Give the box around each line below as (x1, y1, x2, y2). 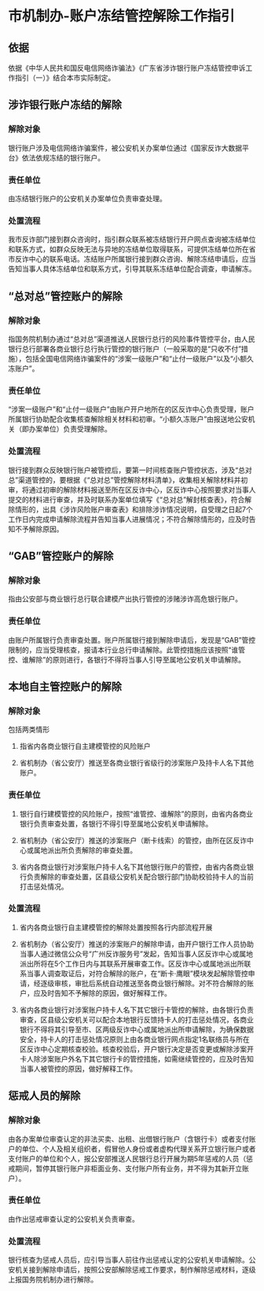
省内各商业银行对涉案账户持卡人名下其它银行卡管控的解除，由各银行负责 (19, 1005, 254, 1014)
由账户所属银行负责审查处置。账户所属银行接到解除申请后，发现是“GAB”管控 (8, 635, 256, 644)
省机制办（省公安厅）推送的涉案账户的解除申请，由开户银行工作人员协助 (19, 939, 254, 948)
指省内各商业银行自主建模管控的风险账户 (19, 742, 151, 751)
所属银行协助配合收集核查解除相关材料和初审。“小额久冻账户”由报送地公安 (8, 414, 249, 424)
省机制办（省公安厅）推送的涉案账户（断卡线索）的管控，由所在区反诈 (19, 835, 247, 845)
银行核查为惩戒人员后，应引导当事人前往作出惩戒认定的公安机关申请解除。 (8, 1255, 249, 1265)
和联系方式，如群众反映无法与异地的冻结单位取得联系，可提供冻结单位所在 (8, 244, 249, 254)
